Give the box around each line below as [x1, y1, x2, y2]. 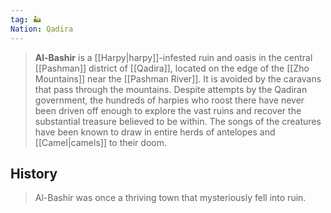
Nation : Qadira [10, 24, 74, 34]
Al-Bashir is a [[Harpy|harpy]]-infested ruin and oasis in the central [34, 51, 313, 63]
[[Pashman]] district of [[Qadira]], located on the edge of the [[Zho [34, 62, 310, 74]
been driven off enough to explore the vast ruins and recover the [34, 104, 302, 116]
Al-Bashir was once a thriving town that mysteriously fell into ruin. [34, 192, 307, 204]
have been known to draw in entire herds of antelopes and [34, 126, 276, 138]
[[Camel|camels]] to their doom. [34, 136, 167, 148]
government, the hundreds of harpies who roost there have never [34, 94, 305, 106]
